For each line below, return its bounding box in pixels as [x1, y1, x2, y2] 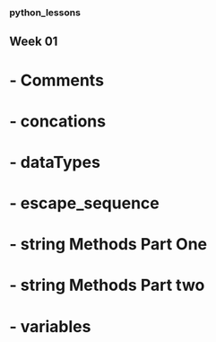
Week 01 [9, 34, 58, 49]
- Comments [9, 70, 105, 91]
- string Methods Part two [9, 276, 205, 295]
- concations [9, 110, 106, 131]
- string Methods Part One [9, 234, 208, 255]
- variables [9, 316, 91, 337]
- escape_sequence [9, 193, 160, 214]
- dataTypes [9, 152, 101, 172]
